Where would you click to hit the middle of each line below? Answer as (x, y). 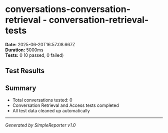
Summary (21, 88)
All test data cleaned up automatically (51, 111)
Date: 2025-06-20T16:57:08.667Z (40, 44)
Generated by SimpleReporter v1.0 (40, 125)
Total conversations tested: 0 (42, 100)
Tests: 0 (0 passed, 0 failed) (34, 55)
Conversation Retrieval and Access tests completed (65, 105)
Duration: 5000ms (24, 50)
